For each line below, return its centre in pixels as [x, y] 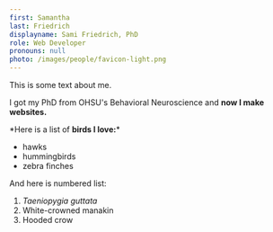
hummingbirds [49, 156]
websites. [28, 112]
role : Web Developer [48, 43]
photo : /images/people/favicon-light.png [88, 59]
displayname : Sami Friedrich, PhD [74, 34]
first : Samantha [40, 18]
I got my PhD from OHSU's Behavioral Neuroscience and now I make [137, 103]
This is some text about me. [61, 85]
